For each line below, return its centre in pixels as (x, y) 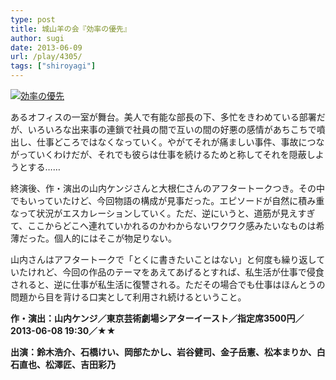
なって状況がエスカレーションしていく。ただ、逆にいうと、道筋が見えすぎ (163, 213)
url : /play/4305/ (46, 57)
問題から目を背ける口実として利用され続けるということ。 (128, 297)
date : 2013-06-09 (46, 47)
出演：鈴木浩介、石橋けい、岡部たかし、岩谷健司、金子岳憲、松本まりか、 (163, 352)
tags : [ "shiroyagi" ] (53, 66)
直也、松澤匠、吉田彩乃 (67, 364)
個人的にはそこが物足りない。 (115, 238)
